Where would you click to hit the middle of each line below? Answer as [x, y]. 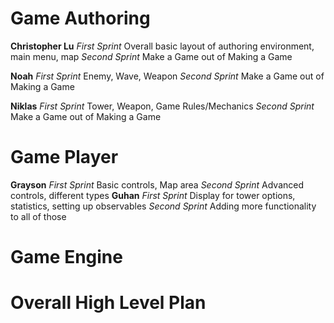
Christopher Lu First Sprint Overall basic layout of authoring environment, [162, 46]
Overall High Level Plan [108, 303]
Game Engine [66, 257]
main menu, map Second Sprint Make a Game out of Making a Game [151, 56]
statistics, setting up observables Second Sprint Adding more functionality [163, 206]
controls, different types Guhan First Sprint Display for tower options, [153, 195]
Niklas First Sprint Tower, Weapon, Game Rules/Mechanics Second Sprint [162, 106]
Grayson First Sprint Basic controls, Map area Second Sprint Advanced [157, 184]
